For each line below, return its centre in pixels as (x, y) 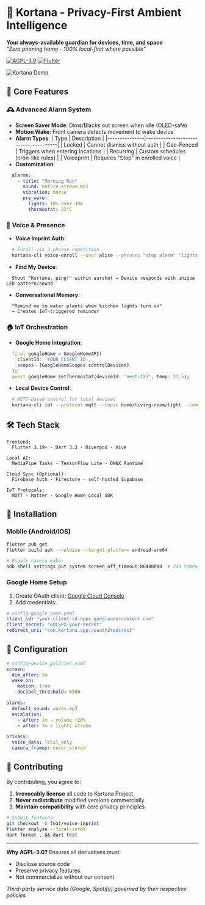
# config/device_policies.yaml (46, 663)
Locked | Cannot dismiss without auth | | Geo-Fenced (131, 145)
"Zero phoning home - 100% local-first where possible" (76, 49)
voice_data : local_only (42, 742)
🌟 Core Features (38, 92)
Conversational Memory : (47, 295)
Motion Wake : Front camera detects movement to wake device (94, 131)
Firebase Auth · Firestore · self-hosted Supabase (77, 480)
